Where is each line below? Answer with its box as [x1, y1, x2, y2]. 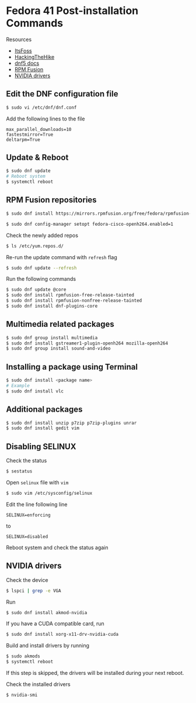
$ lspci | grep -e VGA [6, 588, 61, 594]
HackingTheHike [14, 53, 55, 60]
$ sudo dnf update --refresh [6, 265, 77, 271]
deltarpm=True [6, 136, 41, 143]
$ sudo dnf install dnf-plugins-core [6, 303, 98, 309]
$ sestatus [6, 468, 33, 474]
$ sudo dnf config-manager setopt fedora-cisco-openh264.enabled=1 [6, 221, 174, 227]
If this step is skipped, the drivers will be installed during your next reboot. [6, 670, 184, 677]
